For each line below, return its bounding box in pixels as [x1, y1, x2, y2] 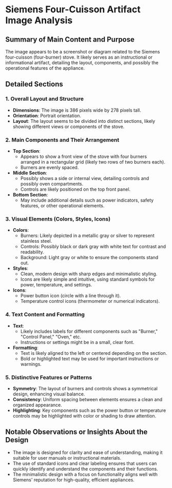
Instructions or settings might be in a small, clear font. [20, 339, 135, 345]
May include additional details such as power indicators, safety [20, 197, 154, 203]
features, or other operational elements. [20, 202, 105, 209]
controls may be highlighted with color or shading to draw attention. [12, 412, 157, 419]
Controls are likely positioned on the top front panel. [20, 186, 131, 192]
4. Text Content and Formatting [5, 311, 85, 318]
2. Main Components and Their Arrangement [5, 136, 120, 143]
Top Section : [12, 148, 41, 154]
